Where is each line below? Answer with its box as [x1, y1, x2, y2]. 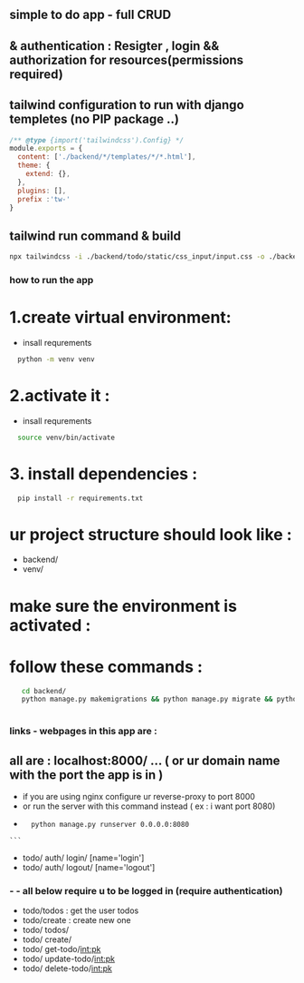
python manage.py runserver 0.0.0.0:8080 [31, 820, 190, 829]
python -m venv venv [17, 355, 95, 364]
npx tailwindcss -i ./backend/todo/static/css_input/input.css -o [9, 252, 265, 261]
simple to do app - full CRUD [9, 7, 172, 23]
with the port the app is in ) [9, 767, 164, 782]
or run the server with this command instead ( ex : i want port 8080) [22, 801, 276, 811]
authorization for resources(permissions [9, 52, 244, 67]
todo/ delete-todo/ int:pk [22, 963, 113, 974]
